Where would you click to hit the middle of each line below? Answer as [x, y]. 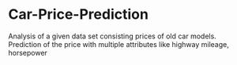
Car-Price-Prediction [78, 14]
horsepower [28, 52]
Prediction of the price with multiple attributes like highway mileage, [118, 44]
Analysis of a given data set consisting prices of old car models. [113, 36]
